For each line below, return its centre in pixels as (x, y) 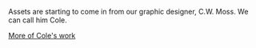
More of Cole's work (42, 36)
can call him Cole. (38, 20)
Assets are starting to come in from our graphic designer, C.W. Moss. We (128, 12)
